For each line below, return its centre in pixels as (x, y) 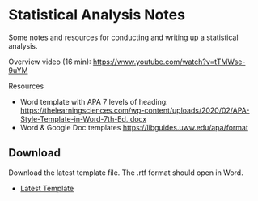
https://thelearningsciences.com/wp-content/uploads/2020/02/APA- (135, 110)
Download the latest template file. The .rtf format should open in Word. (126, 173)
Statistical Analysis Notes (97, 15)
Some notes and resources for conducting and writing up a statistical (123, 37)
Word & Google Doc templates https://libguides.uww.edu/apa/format (134, 127)
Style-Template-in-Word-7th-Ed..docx (83, 118)
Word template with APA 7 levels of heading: (94, 101)
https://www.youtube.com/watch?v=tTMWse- (169, 62)
